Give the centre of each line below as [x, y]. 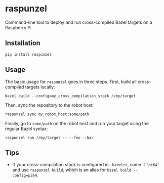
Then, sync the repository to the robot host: [49, 105]
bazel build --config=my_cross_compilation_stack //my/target [70, 96]
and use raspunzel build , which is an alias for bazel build [72, 170]
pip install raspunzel [28, 54]
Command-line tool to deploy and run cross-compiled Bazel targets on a [79, 22]
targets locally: [40, 87]
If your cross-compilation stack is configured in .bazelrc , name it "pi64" [86, 165]
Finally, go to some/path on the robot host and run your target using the [77, 123]
